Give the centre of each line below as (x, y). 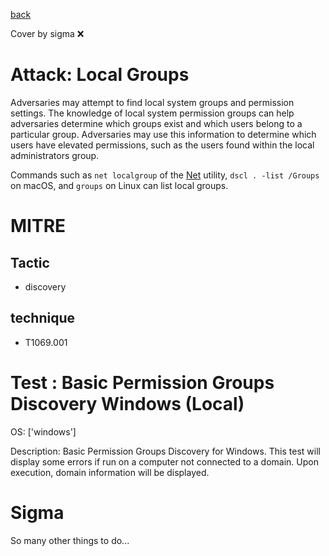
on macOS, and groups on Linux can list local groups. (119, 185)
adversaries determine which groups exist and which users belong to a (156, 123)
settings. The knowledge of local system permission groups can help (152, 113)
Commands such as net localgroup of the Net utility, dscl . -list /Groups (165, 175)
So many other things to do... (70, 540)
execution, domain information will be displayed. (110, 472)
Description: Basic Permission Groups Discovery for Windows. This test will (165, 451)
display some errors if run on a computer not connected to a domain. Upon (164, 461)
